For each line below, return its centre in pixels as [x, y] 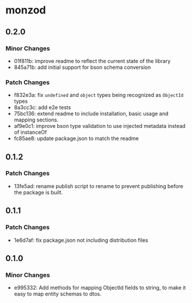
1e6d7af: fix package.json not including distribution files [81, 240]
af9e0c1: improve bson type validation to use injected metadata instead [100, 126]
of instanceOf [30, 133]
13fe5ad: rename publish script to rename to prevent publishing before [99, 186]
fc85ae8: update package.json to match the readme [76, 138]
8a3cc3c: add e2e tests [42, 107]
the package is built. [38, 192]
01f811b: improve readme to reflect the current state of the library [92, 61]
